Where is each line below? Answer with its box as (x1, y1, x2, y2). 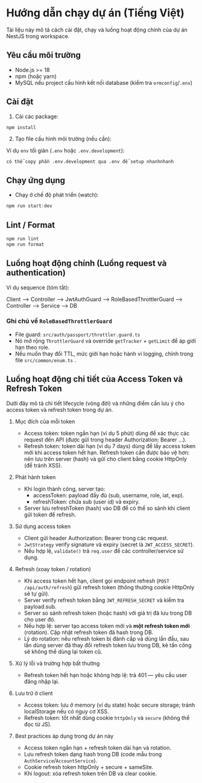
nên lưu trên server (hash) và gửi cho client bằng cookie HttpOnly (24, 455, 187, 463)
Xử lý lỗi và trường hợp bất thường (14, 659, 100, 667)
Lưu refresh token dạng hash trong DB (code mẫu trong (24, 750, 162, 758)
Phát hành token (14, 473, 56, 481)
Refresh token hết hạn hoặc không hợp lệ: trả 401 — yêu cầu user (24, 671, 188, 678)
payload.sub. (24, 603, 57, 610)
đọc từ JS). (24, 721, 52, 728)
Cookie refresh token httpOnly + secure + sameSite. (24, 763, 154, 770)
